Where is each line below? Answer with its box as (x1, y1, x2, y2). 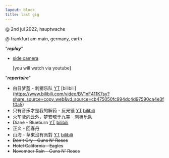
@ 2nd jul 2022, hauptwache (5, 26, 66, 32)
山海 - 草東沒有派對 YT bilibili (12, 131, 73, 137)
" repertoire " (5, 74, 31, 81)
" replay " (5, 45, 24, 51)
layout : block (5, 7, 35, 13)
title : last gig (5, 12, 39, 17)
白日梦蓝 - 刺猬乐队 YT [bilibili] (12, 85, 77, 91)
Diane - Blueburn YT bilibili (12, 119, 69, 125)
